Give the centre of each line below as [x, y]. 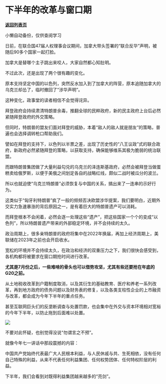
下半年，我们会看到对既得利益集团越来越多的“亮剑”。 [59, 376]
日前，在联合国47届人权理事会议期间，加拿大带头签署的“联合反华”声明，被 [81, 45]
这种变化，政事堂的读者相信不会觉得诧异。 [48, 100]
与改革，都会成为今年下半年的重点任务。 [46, 296]
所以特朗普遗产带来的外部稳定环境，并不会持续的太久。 [76, 223]
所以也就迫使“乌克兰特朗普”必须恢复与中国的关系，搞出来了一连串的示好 [79, 183]
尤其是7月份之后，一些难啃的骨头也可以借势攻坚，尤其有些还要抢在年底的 [80, 267]
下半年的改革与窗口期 [49, 10]
